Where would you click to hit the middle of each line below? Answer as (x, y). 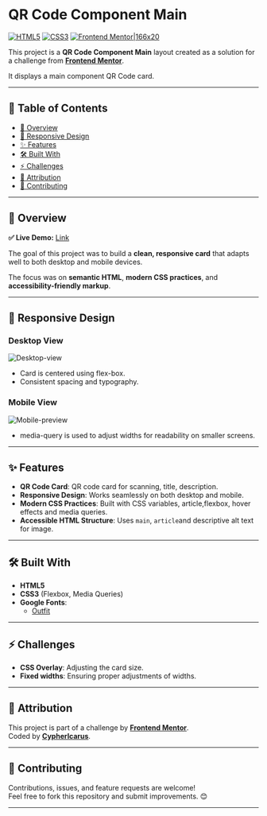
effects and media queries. (64, 512)
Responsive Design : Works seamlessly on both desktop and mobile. (132, 495)
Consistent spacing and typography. (79, 382)
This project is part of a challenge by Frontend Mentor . (99, 727)
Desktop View (36, 340)
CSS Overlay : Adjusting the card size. (82, 667)
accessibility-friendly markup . (60, 286)
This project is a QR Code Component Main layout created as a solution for (132, 52)
